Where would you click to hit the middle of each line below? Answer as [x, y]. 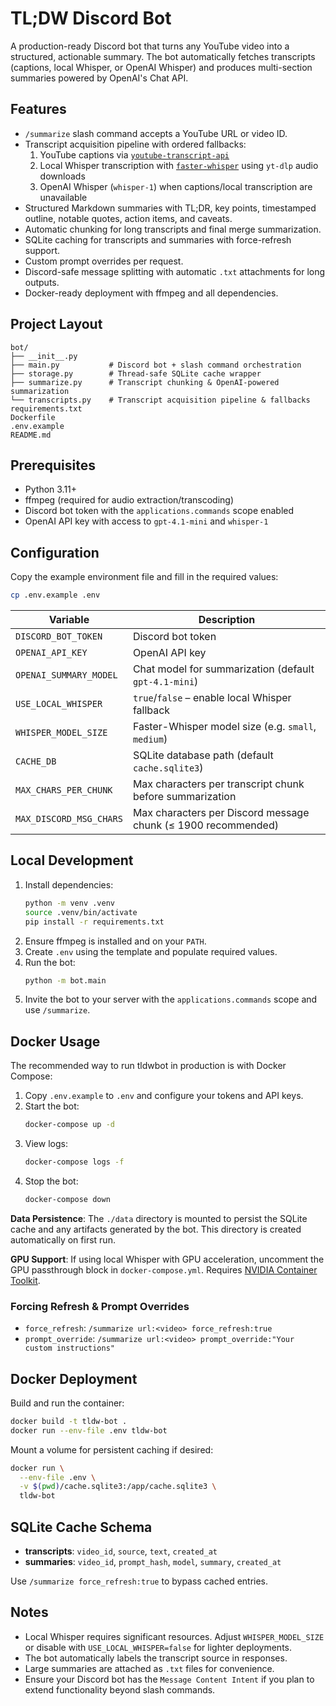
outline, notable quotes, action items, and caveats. [128, 218]
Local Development [72, 860]
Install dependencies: [69, 884]
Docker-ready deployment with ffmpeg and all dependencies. [151, 293]
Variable [69, 620]
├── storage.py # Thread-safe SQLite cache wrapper [136, 373]
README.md [31, 435]
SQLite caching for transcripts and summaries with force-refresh [158, 239]
